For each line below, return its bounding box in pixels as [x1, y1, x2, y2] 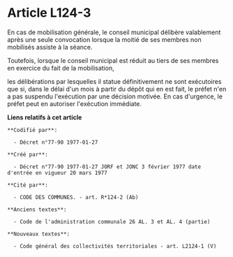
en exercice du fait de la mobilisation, [7, 64, 114, 72]
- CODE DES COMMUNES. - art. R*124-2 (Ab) [13, 193, 139, 200]
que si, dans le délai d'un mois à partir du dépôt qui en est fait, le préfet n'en [7, 85, 227, 93]
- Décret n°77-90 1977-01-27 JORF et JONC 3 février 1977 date [13, 163, 201, 170]
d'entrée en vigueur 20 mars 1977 [7, 169, 108, 176]
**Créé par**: [7, 151, 49, 158]
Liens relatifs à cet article [7, 113, 82, 122]
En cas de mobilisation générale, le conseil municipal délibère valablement [7, 28, 221, 36]
